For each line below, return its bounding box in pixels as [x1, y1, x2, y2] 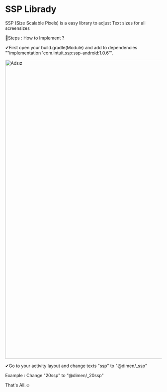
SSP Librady [5, 3, 57, 15]
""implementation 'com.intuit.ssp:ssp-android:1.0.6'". [5, 50, 113, 56]
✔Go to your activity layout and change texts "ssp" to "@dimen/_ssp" [5, 363, 148, 369]
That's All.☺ [5, 382, 31, 388]
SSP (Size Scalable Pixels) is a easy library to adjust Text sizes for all [5, 20, 146, 26]
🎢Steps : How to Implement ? [5, 35, 65, 41]
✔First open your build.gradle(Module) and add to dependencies [5, 44, 138, 50]
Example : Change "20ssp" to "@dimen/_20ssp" [5, 372, 104, 378]
